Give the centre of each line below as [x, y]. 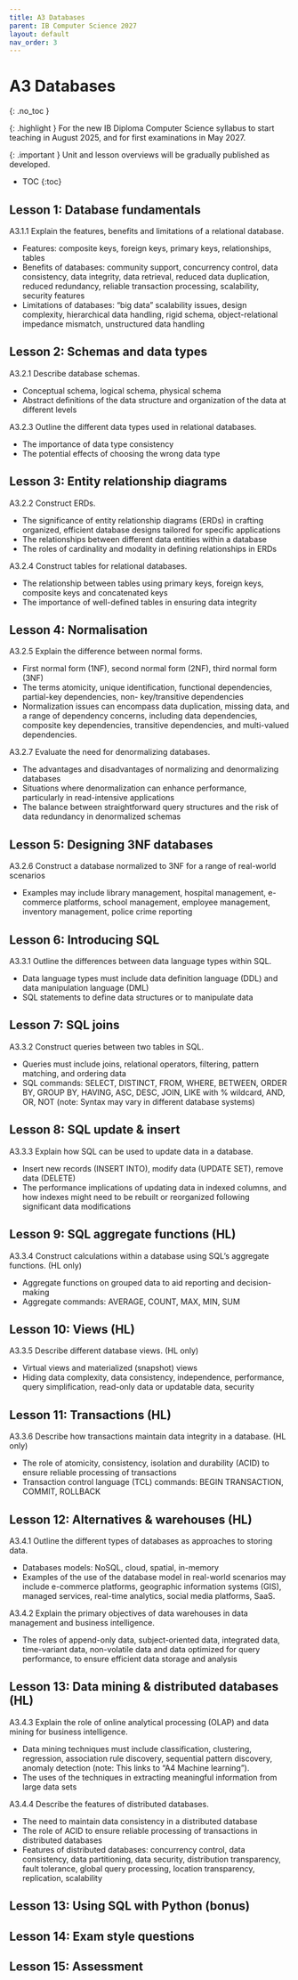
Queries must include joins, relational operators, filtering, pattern [141, 1064]
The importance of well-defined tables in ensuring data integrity [140, 602]
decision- [254, 1282]
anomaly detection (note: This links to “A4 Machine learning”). [136, 1767]
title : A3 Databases [48, 17]
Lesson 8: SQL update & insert [95, 1130]
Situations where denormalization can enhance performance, [134, 788]
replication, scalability [62, 1878]
